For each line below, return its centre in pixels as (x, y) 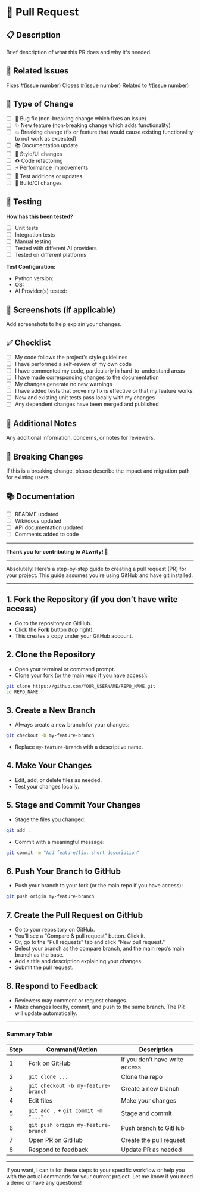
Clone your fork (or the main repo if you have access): (81, 675)
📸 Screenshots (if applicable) (61, 310)
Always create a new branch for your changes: (72, 725)
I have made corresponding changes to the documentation (87, 377)
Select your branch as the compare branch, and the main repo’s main (99, 948)
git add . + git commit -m (65, 1110)
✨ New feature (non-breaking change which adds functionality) (93, 125)
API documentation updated (49, 527)
